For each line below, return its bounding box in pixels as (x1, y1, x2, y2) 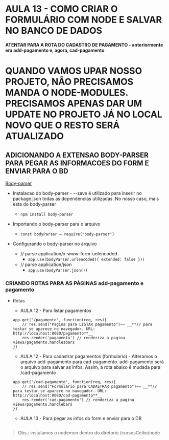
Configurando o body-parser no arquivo (12, 240, 97, 247)
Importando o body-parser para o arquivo (12, 221, 101, 227)
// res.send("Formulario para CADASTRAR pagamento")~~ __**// (22, 384, 157, 389)
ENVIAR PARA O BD (5, 167, 68, 175)
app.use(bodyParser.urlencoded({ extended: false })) (28, 257, 145, 262)
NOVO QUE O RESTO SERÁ (5, 120, 120, 131)
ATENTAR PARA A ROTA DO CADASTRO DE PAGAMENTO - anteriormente (5, 41, 163, 48)
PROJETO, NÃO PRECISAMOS (5, 76, 134, 87)
